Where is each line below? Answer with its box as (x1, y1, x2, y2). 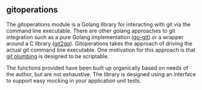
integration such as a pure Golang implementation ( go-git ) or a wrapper (6, 33, 184, 41)
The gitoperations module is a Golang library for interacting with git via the (6, 20, 191, 28)
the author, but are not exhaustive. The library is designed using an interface (6, 70, 196, 77)
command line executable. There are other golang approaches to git (6, 27, 175, 34)
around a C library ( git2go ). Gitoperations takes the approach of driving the (6, 40, 193, 47)
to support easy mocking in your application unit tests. (6, 77, 142, 84)
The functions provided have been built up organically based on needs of (6, 64, 189, 71)
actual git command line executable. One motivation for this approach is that (6, 46, 196, 53)
